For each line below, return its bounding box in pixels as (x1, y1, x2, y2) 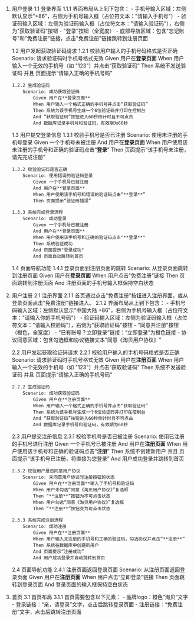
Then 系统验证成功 (33, 241, 73, 247)
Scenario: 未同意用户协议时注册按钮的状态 (22, 474, 115, 480)
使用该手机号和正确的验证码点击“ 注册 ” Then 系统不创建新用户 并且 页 (17, 448, 185, 455)
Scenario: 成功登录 (22, 215, 67, 221)
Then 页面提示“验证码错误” (33, 198, 91, 204)
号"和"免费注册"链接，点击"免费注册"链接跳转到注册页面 (11, 35, 149, 41)
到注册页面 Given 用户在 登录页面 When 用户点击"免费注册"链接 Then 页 (11, 272, 185, 279)
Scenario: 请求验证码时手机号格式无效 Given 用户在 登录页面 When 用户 (11, 55, 185, 62)
